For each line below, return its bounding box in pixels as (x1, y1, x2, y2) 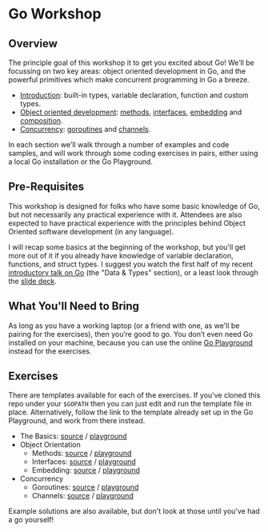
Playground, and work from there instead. (8, 416, 146, 426)
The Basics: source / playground (19, 431, 127, 441)
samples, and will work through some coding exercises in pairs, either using (8, 149, 258, 158)
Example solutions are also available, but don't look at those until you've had (8, 506, 260, 516)
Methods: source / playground (31, 449, 132, 458)
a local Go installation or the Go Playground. (8, 157, 154, 166)
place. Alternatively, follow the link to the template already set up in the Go (8, 407, 254, 417)
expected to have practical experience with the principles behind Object (8, 218, 246, 228)
